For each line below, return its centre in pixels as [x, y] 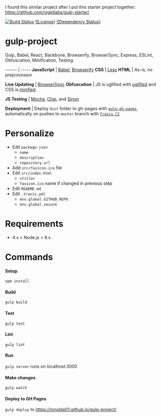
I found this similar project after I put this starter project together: [70, 7]
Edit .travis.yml [29, 194]
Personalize [30, 133]
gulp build [16, 303]
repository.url [35, 163]
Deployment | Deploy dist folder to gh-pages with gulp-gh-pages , [72, 108]
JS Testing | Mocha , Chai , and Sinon [42, 99]
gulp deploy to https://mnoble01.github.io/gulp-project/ [61, 410]
